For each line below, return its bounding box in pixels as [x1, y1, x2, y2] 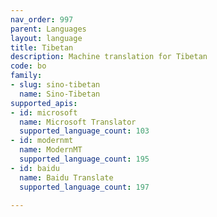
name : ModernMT [19, 145, 83, 155]
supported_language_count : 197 [19, 182, 150, 192]
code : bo [10, 61, 47, 71]
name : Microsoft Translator [19, 117, 137, 127]
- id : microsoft [10, 107, 78, 118]
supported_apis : [10, 98, 78, 108]
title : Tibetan [10, 42, 74, 53]
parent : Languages [10, 24, 87, 34]
